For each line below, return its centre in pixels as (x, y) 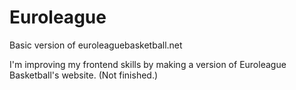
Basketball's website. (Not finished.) (84, 75)
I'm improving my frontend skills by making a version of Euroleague (148, 64)
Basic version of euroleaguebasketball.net (96, 45)
